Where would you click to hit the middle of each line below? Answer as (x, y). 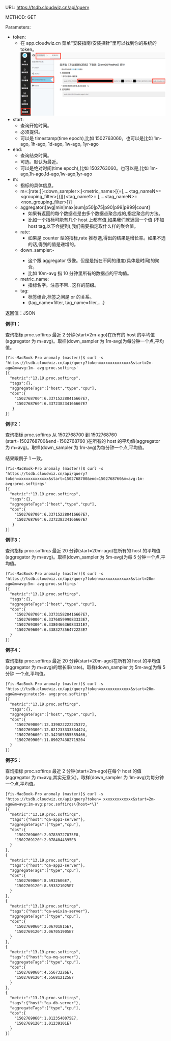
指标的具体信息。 (38, 185)
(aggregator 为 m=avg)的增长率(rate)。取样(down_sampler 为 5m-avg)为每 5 (85, 667)
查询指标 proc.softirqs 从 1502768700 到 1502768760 (61, 435)
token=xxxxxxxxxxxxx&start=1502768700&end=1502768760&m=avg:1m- (75, 478)
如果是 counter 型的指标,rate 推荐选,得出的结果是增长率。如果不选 (97, 238)
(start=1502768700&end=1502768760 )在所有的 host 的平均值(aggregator (83, 441)
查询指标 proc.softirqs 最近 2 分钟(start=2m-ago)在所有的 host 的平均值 (80, 335)
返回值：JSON (20, 313)
